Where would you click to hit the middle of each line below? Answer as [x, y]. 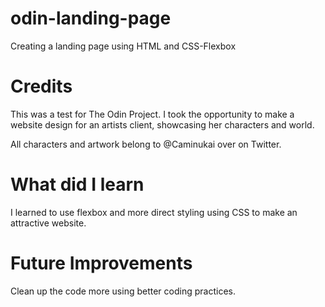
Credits [41, 86]
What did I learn [77, 184]
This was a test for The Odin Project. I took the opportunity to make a [152, 114]
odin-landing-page [91, 18]
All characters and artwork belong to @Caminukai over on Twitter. [146, 144]
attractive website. [48, 223]
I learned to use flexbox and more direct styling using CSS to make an [154, 212]
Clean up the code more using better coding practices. [123, 291]
